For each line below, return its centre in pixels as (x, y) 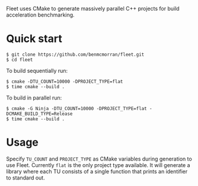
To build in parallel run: (34, 98)
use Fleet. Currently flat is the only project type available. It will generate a (98, 165)
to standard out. (26, 178)
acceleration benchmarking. (41, 15)
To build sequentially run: (37, 70)
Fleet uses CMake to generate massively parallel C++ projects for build (93, 9)
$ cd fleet (20, 60)
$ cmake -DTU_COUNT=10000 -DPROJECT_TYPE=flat (65, 81)
